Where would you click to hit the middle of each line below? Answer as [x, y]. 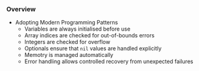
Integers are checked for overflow [67, 42]
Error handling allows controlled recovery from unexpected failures [109, 62]
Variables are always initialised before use [77, 29]
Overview [21, 9]
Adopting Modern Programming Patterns [66, 23]
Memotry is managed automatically [69, 55]
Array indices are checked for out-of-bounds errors [89, 35]
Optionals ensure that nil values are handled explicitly [93, 48]
